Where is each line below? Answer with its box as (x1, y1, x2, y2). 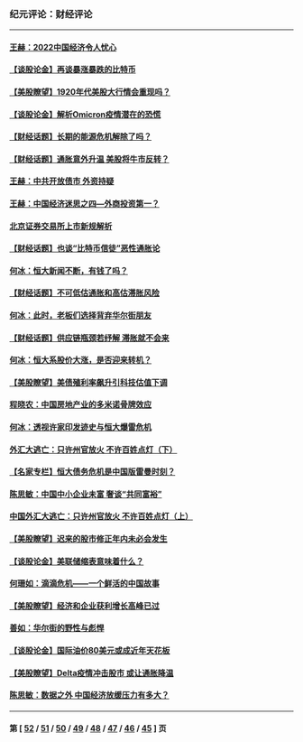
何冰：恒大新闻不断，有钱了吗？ (9, 264, 128, 276)
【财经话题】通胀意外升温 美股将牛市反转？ (9, 153, 170, 164)
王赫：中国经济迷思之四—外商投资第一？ (9, 199, 160, 209)
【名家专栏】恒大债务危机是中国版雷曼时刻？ (9, 467, 176, 478)
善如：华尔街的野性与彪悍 (9, 623, 105, 634)
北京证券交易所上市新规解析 (9, 220, 113, 231)
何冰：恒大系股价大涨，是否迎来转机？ (9, 355, 151, 366)
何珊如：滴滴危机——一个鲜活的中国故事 (9, 578, 160, 589)
